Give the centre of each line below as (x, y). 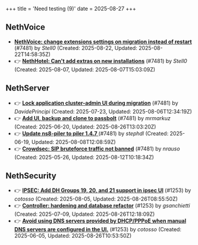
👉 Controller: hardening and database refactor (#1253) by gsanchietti (102, 206)
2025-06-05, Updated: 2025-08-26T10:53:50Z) (73, 236)
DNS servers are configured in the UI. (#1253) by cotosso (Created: (98, 230)
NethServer (28, 88)
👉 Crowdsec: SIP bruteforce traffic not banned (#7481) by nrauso (97, 149)
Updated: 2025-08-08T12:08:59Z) (74, 142)
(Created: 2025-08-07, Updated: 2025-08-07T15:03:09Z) (85, 69)
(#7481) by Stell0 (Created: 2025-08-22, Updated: (76, 48)
